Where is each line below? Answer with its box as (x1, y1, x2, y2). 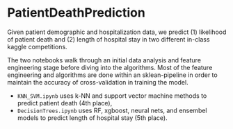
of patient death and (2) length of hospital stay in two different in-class (7, 35, 210, 43)
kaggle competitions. (7, 42, 67, 51)
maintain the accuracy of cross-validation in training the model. (7, 78, 189, 86)
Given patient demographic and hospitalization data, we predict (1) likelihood (7, 28, 227, 36)
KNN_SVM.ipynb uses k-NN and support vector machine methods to (17, 92, 207, 100)
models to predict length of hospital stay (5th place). (17, 113, 168, 122)
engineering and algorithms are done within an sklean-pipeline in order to (7, 71, 218, 79)
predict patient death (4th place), (17, 98, 113, 107)
